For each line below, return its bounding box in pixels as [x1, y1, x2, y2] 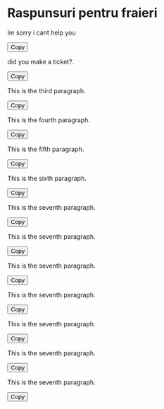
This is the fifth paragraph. [7, 145, 84, 153]
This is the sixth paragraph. [7, 174, 87, 182]
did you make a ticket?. [7, 57, 75, 66]
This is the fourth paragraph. [7, 115, 90, 124]
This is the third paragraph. [7, 86, 86, 95]
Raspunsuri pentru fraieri [7, 5, 158, 21]
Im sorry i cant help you [7, 28, 76, 37]
